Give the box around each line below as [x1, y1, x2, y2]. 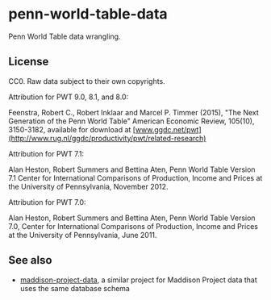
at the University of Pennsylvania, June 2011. [8, 230, 157, 240]
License [8, 55, 49, 69]
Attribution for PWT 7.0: [8, 197, 86, 206]
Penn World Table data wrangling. [8, 31, 121, 41]
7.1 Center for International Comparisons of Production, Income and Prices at [8, 173, 263, 182]
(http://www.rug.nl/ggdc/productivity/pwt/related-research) [8, 133, 206, 143]
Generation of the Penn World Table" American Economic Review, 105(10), [8, 116, 255, 126]
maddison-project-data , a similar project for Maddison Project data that [19, 275, 257, 285]
